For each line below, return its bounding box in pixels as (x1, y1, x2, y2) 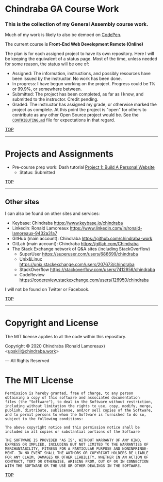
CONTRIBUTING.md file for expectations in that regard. (12, 117, 115, 123)
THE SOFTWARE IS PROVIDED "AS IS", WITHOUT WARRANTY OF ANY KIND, (5, 438, 142, 443)
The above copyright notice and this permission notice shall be (5, 425, 140, 430)
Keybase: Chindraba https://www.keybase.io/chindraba (12, 220, 123, 226)
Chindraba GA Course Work (5, 3, 119, 15)
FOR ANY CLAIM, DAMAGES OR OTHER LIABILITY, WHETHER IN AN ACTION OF (5, 455, 149, 460)
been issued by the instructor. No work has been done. (12, 76, 122, 81)
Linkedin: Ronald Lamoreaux (12, 225, 69, 231)
